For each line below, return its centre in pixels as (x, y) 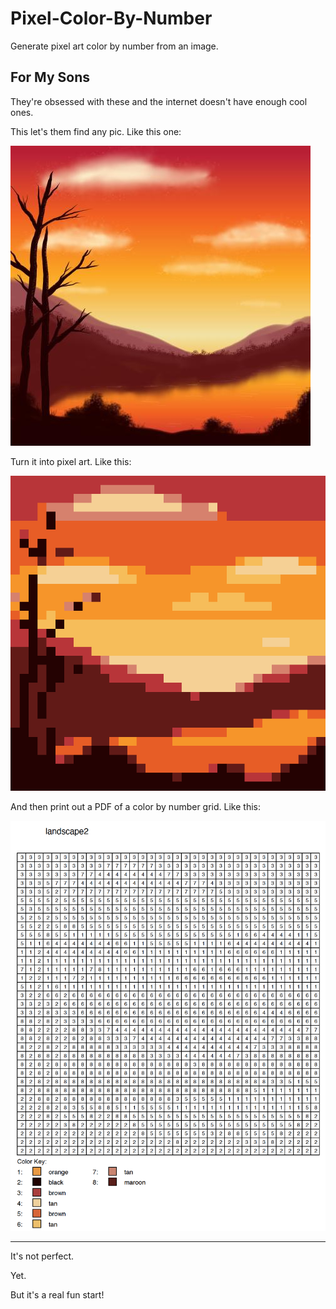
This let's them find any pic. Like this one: (96, 131)
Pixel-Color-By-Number (111, 18)
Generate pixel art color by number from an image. (114, 46)
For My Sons (50, 77)
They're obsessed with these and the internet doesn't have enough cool (159, 101)
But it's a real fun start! (57, 1295)
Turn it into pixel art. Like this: (71, 461)
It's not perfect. (42, 1256)
